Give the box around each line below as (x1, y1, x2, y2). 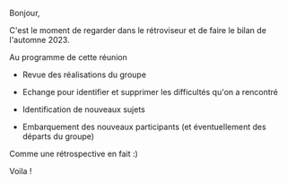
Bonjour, (9, 8, 40, 18)
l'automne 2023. (9, 35, 70, 45)
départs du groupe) (22, 131, 95, 142)
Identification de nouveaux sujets (22, 104, 145, 115)
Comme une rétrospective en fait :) (9, 148, 139, 159)
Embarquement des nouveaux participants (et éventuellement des (22, 121, 266, 132)
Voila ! (9, 166, 32, 176)
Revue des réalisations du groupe (22, 69, 146, 80)
